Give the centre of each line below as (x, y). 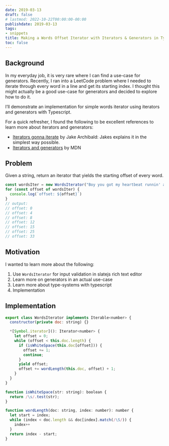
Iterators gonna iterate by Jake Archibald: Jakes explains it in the (79, 137)
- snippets (17, 33)
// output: (17, 203)
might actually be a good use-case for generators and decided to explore (81, 91)
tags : (11, 29)
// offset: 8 (19, 217)
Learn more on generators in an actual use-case (63, 279)
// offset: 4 (19, 213)
